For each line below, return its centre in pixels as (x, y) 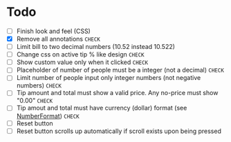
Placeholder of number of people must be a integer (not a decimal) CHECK (120, 70)
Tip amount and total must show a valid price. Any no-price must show (117, 93)
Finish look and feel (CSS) (53, 31)
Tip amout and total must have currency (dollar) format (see (102, 108)
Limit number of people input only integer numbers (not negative (109, 78)
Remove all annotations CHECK (58, 39)
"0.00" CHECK (35, 101)
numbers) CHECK (39, 85)
